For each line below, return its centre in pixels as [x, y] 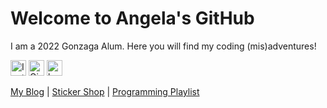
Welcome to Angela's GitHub [132, 18]
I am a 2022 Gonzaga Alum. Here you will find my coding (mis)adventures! [163, 46]
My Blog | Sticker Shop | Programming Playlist [105, 91]
